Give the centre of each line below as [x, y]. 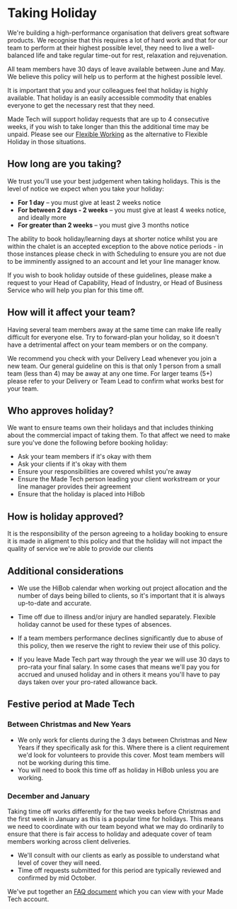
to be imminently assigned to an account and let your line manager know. [114, 261]
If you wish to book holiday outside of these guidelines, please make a [110, 275]
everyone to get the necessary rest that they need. [81, 105]
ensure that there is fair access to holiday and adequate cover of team [110, 834]
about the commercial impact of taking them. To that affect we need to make [119, 435]
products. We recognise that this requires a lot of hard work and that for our [118, 40]
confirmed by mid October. [57, 878]
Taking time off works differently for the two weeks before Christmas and [114, 811]
